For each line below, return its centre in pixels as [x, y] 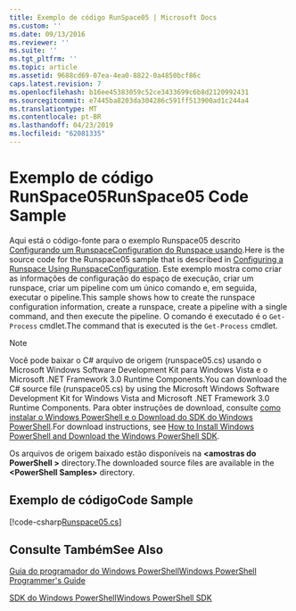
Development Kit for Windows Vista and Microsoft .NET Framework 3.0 [140, 398]
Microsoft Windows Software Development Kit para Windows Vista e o [139, 369]
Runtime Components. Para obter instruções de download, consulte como [145, 408]
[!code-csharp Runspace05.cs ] [66, 522]
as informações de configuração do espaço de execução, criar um [132, 278]
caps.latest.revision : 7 [55, 84]
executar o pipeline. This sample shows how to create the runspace [132, 297]
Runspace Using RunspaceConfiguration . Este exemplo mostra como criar [146, 268]
